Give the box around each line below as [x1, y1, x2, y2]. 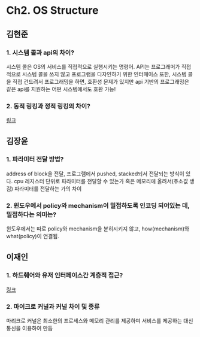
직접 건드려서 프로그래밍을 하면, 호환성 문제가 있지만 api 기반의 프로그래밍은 [12, 78, 190, 85]
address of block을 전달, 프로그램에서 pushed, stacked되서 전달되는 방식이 [6, 170, 184, 177]
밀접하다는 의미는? [6, 210, 57, 218]
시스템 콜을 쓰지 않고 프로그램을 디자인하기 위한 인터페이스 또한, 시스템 [22, 70, 187, 78]
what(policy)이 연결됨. [6, 233, 60, 240]
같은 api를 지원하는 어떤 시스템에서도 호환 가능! [6, 85, 116, 93]
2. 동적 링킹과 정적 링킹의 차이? [6, 102, 91, 110]
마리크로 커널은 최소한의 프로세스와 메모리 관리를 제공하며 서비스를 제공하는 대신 [6, 317, 193, 324]
